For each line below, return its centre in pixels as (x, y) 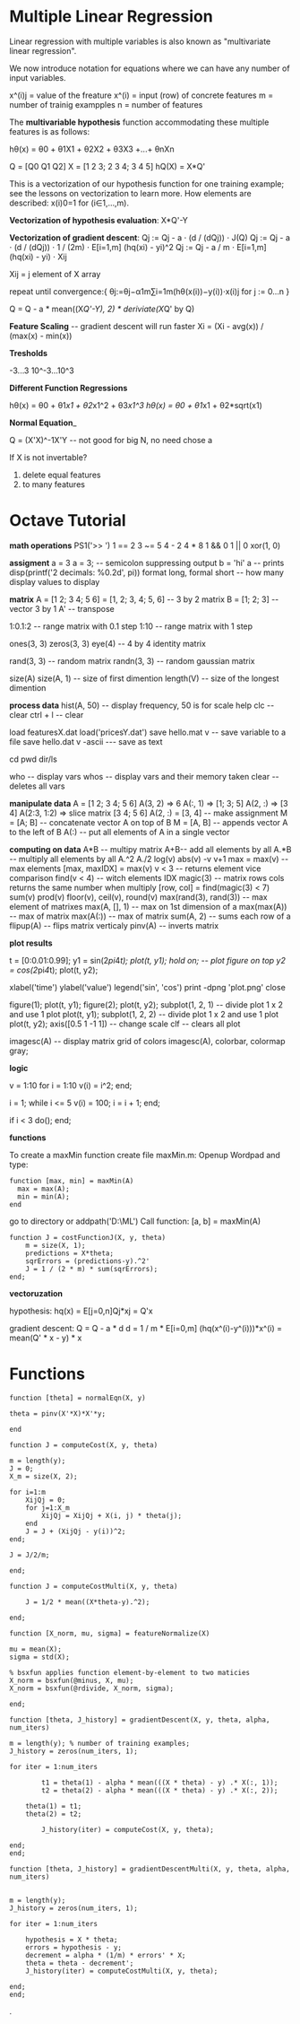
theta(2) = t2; (54, 1814)
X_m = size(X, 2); (43, 1476)
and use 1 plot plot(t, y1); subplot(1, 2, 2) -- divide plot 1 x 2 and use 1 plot (144, 1014)
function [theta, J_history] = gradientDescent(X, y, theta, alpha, (140, 1720)
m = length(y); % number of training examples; (100, 1743)
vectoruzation (36, 1293)
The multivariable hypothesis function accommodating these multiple (139, 122)
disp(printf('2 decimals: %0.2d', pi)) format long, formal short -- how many (147, 572)
